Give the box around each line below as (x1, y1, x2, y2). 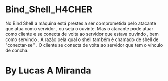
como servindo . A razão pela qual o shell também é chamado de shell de (5, 36, 159, 43)
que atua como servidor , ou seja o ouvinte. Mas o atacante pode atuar (5, 25, 154, 31)
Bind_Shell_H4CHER (5, 4, 93, 15)
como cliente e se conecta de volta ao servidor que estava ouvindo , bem (5, 31, 159, 37)
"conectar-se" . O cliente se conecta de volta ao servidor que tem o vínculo (5, 42, 163, 48)
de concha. (5, 47, 29, 53)
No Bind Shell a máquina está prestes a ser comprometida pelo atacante (5, 20, 156, 26)
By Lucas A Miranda (5, 65, 91, 76)
